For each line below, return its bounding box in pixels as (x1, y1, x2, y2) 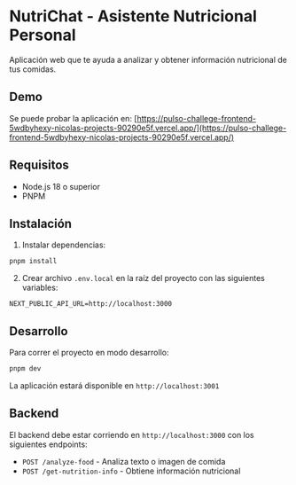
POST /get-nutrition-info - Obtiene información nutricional (21, 465, 241, 476)
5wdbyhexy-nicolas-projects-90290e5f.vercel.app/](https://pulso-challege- (9, 122, 287, 133)
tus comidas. (9, 64, 57, 74)
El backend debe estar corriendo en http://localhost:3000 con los (9, 429, 254, 440)
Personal (9, 25, 77, 45)
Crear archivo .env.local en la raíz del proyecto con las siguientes (21, 273, 266, 284)
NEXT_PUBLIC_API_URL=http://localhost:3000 (9, 300, 173, 309)
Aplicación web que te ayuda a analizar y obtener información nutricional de (9, 54, 288, 65)
